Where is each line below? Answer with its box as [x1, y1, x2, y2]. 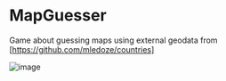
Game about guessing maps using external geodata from [9, 35, 218, 45]
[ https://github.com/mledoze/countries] [9, 44, 155, 54]
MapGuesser [9, 5, 107, 26]
